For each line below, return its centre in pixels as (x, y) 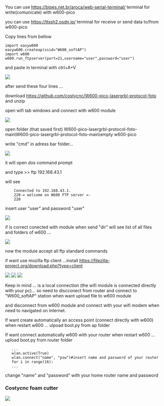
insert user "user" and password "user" (45, 208)
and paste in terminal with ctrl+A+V (41, 68)
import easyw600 (22, 46)
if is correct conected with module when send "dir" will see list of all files (79, 227)
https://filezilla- (94, 260)
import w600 (17, 54)
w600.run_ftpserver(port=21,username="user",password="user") (70, 58)
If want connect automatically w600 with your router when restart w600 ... (80, 335)
